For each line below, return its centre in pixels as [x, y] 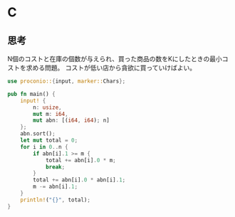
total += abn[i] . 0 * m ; [80, 160]
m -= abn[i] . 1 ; [56, 187]
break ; [55, 167]
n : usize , [47, 107]
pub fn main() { [31, 94]
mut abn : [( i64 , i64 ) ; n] [72, 121]
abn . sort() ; [38, 134]
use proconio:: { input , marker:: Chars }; [67, 81]
